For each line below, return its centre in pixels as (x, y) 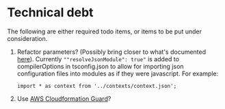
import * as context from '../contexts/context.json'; (97, 86)
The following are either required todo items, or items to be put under (104, 31)
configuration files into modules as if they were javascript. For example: (118, 74)
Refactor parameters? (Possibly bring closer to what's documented (111, 52)
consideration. (27, 38)
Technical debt (50, 13)
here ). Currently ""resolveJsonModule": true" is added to (98, 59)
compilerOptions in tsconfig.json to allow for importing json (100, 66)
